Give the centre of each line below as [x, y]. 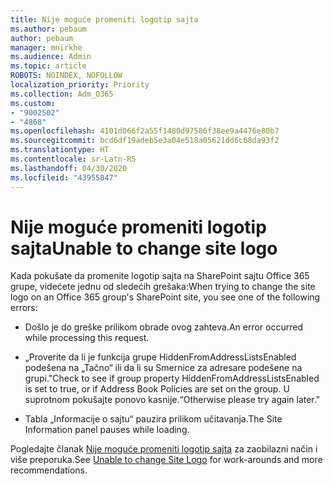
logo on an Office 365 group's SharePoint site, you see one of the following [165, 297]
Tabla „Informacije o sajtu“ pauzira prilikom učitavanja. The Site [153, 419]
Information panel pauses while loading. [107, 430]
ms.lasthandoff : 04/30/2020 [69, 168]
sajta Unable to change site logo [144, 248]
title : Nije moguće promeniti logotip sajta [104, 19]
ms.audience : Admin [51, 57]
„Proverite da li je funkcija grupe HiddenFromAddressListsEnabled [160, 357]
